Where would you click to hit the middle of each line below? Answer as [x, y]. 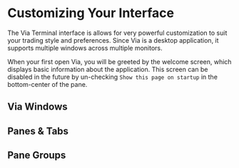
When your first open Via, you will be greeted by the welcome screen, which [119, 61]
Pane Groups [37, 156]
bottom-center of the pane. [47, 84]
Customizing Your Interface [91, 13]
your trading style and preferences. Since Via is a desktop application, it [113, 40]
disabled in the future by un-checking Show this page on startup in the [112, 77]
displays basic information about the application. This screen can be [108, 69]
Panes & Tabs [38, 131]
